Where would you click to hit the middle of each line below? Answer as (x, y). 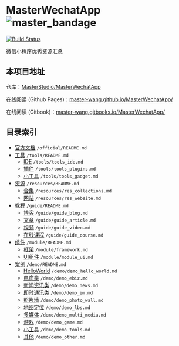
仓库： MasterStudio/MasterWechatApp (53, 86)
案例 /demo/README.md (40, 264)
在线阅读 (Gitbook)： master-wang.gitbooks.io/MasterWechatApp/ (86, 112)
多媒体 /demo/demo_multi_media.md (65, 314)
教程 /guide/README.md (42, 205)
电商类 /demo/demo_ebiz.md (55, 278)
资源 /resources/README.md (47, 183)
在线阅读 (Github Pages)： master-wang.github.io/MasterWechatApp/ (89, 99)
